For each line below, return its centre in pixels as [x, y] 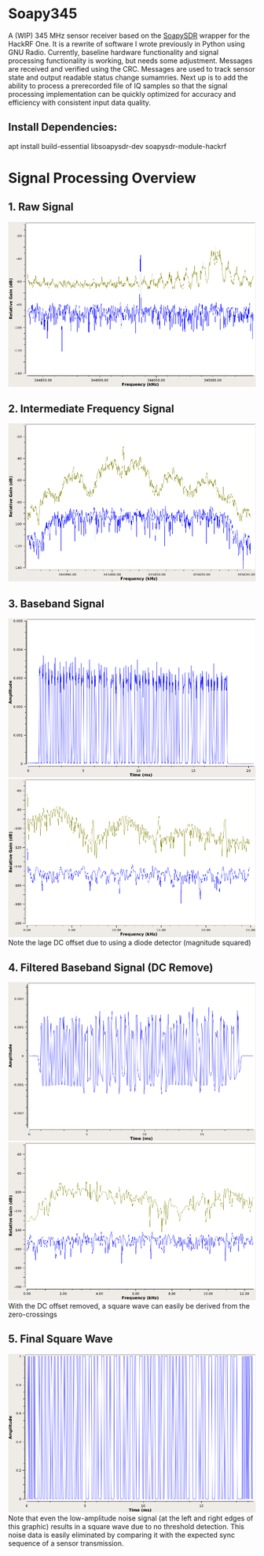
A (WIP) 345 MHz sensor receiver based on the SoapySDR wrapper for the [129, 35]
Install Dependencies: [63, 127]
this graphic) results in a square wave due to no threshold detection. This [126, 1526]
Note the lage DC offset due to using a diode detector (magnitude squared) [130, 943]
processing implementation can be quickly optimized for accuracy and [122, 94]
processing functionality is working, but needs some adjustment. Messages [130, 61]
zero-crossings [33, 1314]
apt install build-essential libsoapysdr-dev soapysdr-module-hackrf [117, 146]
